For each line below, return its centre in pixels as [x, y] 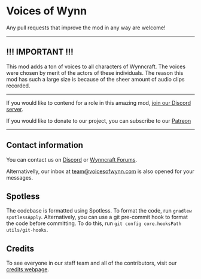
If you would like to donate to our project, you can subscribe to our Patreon [99, 120]
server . [15, 109]
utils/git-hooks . [27, 230]
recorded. [18, 86]
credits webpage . [28, 269]
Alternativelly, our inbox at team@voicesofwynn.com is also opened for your [100, 171]
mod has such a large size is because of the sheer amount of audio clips [95, 79]
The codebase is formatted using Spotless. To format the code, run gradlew [99, 211]
